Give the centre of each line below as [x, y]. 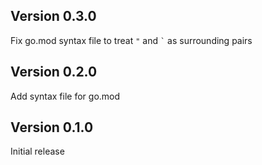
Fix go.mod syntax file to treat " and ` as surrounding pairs [131, 40]
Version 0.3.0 [53, 16]
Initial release [37, 151]
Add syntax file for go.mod [65, 96]
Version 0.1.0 [52, 127]
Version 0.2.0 [54, 72]
